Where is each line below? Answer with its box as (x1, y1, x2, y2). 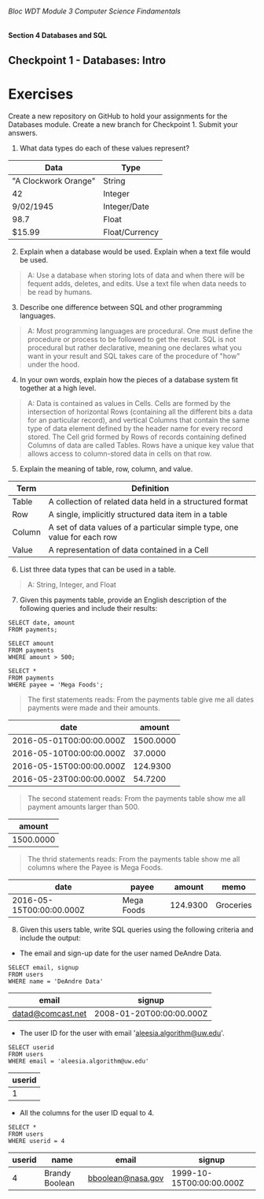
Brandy (44, 1167, 71, 1179)
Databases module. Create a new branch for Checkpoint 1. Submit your (8, 119, 238, 129)
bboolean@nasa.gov (87, 1172, 164, 1183)
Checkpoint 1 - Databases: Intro (8, 54, 167, 67)
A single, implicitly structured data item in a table (48, 508, 228, 519)
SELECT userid (8, 1043, 55, 1052)
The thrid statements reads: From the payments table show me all (27, 854, 240, 863)
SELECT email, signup (8, 963, 79, 971)
